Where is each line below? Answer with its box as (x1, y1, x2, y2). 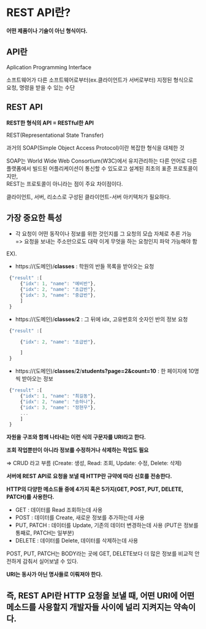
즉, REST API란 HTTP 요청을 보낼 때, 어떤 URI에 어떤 (6, 590, 195, 601)
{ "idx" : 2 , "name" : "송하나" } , (20, 398, 96, 405)
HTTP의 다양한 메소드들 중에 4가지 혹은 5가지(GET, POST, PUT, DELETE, (6, 485, 184, 493)
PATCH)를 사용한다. (6, 493, 55, 501)
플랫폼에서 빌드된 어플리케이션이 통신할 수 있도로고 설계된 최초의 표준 (6, 164, 172, 172)
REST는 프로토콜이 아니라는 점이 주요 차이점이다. (6, 180, 123, 187)
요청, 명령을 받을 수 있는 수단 (6, 83, 75, 91)
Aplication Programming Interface (6, 63, 92, 71)
